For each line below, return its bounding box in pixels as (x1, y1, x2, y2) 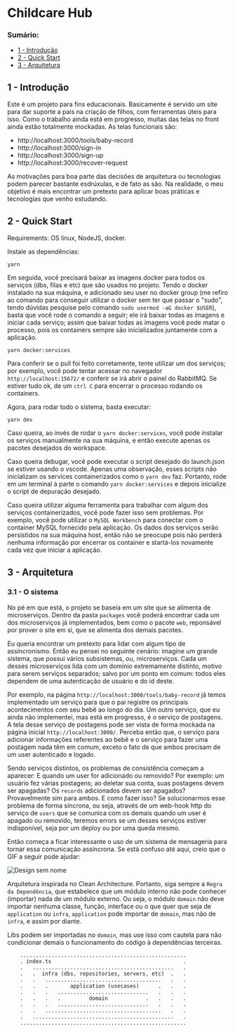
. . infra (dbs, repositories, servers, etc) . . (20, 970, 187, 977)
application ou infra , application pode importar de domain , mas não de (7, 910, 216, 918)
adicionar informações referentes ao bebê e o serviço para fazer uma (7, 735, 208, 743)
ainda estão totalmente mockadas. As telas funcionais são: (7, 122, 177, 131)
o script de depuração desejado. (7, 487, 102, 496)
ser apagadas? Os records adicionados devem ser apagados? (7, 786, 186, 795)
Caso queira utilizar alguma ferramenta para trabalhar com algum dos (7, 501, 208, 510)
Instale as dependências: (7, 248, 80, 256)
